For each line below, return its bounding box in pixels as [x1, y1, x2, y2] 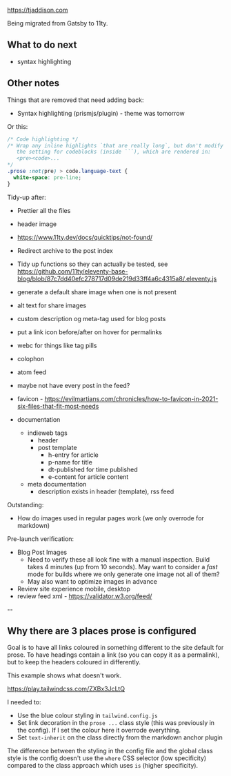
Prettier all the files [17, 206, 71, 214]
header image [17, 220, 57, 228]
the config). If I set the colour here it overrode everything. [17, 726, 181, 735]
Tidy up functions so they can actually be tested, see [17, 260, 168, 268]
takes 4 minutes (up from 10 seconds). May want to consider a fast [27, 562, 219, 571]
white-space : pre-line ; [13, 174, 81, 181]
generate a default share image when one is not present [17, 287, 177, 296]
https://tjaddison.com [7, 6, 68, 14]
